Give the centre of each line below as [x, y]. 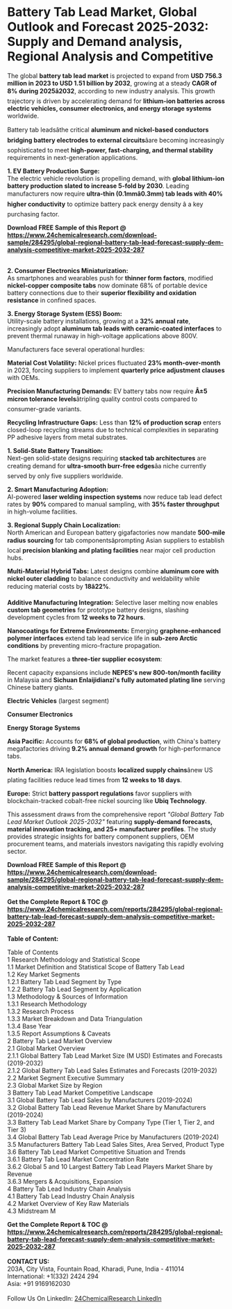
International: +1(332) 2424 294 [53, 1276]
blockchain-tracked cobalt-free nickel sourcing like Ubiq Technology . [107, 800]
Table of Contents [33, 952]
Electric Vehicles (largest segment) [58, 701]
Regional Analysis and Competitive [110, 57]
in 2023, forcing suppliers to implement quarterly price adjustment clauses [116, 370]
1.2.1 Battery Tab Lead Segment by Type [65, 981]
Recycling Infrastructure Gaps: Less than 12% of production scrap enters [114, 422]
